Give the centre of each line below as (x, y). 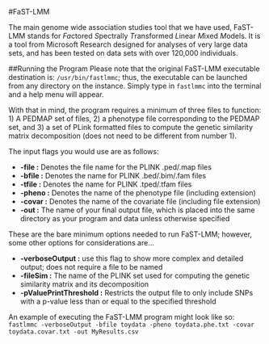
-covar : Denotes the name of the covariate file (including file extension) (140, 201)
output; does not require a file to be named (91, 267)
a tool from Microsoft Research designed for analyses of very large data (128, 44)
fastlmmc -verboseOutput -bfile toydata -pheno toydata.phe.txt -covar (131, 325)
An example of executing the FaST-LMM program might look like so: (122, 317)
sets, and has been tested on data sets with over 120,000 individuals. (123, 53)
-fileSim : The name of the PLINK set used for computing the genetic (135, 275)
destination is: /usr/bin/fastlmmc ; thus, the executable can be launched (128, 77)
